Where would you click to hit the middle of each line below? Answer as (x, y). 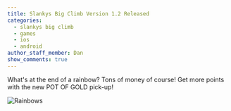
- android (28, 46)
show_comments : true (38, 60)
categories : (25, 20)
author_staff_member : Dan (45, 53)
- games (25, 33)
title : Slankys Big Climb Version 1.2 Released (79, 14)
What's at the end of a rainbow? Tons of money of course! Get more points (116, 79)
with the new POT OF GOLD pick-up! (61, 87)
